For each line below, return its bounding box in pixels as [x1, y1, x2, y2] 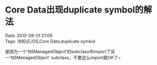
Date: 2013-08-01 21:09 [5, 32, 53, 39]
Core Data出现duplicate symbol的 [5, 4, 144, 15]
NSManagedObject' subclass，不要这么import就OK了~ [10, 54, 121, 60]
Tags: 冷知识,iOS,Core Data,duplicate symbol [5, 38, 96, 44]
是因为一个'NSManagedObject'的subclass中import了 [5, 49, 111, 54]
